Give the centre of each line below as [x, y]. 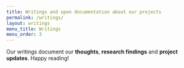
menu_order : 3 [24, 35]
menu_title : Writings [34, 29]
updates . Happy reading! [38, 58]
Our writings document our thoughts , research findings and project [92, 52]
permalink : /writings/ [35, 18]
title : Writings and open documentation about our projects [84, 12]
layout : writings [28, 23]
